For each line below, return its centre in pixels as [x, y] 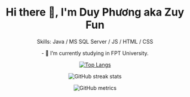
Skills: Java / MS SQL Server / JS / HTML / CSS [95, 41]
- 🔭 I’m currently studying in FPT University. [95, 53]
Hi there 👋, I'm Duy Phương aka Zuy [95, 12]
